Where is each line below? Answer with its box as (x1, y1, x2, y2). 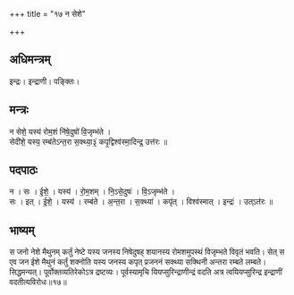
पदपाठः (9, 163, 38, 178)
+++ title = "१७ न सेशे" (9, 9, 87, 19)
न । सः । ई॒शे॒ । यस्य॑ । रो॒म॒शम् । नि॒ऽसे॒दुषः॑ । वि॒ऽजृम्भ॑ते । (9, 186, 176, 197)
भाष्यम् (9, 223, 35, 238)
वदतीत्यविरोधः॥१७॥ (9, 277, 67, 288)
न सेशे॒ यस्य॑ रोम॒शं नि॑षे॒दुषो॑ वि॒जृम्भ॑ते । (9, 126, 112, 137)
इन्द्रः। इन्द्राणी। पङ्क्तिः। (9, 76, 80, 87)
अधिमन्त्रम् (9, 52, 51, 67)
